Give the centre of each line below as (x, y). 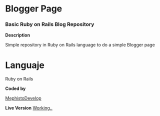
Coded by (15, 88)
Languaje (25, 65)
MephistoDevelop (23, 98)
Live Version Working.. (29, 108)
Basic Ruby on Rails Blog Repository (50, 24)
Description (18, 35)
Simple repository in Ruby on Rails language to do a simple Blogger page (80, 45)
